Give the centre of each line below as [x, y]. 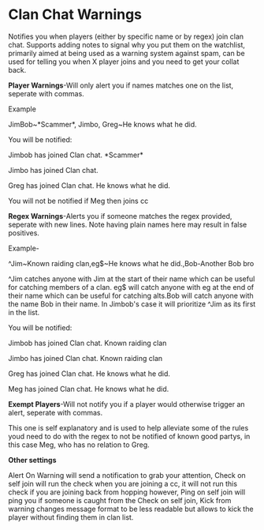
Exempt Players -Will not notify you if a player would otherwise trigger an [127, 404]
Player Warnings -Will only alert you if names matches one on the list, [121, 85]
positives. [24, 233]
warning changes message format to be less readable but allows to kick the [131, 509]
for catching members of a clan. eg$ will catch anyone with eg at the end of [131, 287]
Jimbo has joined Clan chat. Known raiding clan [86, 358]
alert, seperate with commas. [56, 412]
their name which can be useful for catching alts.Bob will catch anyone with [131, 295]
